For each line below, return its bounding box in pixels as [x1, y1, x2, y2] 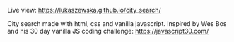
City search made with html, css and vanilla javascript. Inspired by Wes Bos [7, 20, 227, 27]
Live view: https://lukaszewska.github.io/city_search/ [7, 6, 161, 14]
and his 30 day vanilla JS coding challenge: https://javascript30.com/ [7, 27, 209, 35]
